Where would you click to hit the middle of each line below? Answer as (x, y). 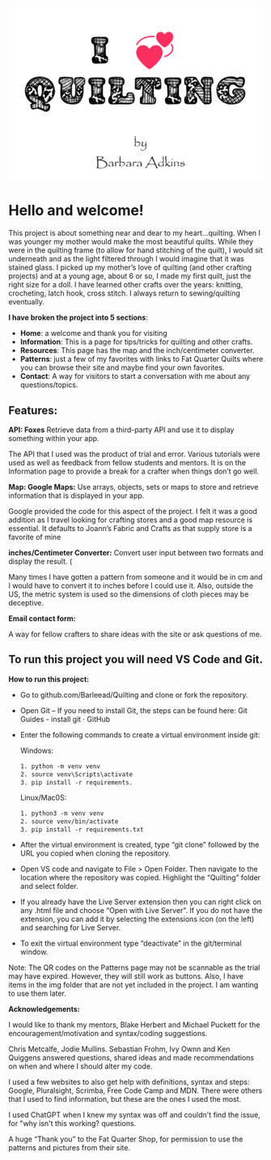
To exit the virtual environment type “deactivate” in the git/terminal (131, 943)
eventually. (26, 302)
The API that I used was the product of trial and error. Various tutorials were (134, 454)
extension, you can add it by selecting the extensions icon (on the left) (137, 919)
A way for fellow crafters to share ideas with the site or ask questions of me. (135, 635)
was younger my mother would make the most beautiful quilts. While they (131, 242)
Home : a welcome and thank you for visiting (93, 334)
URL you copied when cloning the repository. (95, 853)
